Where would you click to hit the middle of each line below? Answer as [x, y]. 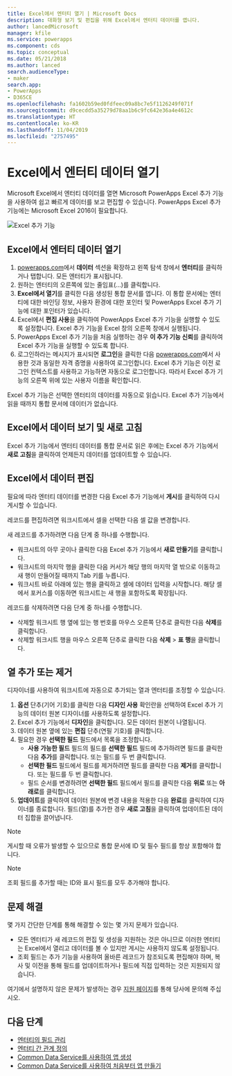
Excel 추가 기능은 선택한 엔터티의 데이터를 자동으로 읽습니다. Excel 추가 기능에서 [116, 395]
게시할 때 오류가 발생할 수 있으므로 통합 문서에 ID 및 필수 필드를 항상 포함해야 [111, 846]
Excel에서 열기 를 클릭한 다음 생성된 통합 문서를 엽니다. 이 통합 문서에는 [113, 293]
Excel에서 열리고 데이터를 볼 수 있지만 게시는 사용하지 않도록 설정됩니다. [122, 948]
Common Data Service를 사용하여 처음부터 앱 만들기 [89, 1066]
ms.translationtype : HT [42, 117]
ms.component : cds [34, 46]
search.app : [24, 85]
